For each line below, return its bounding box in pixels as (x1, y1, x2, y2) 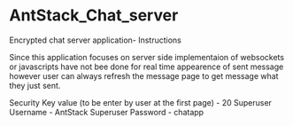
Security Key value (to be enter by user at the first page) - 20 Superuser (9, 97, 273, 107)
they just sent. (9, 80, 61, 91)
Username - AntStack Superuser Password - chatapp (9, 106, 204, 117)
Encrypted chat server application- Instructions (9, 35, 181, 45)
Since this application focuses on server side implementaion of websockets (9, 51, 285, 62)
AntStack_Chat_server (9, 5, 179, 26)
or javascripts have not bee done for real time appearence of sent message (9, 61, 284, 72)
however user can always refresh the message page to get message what (9, 70, 279, 81)
